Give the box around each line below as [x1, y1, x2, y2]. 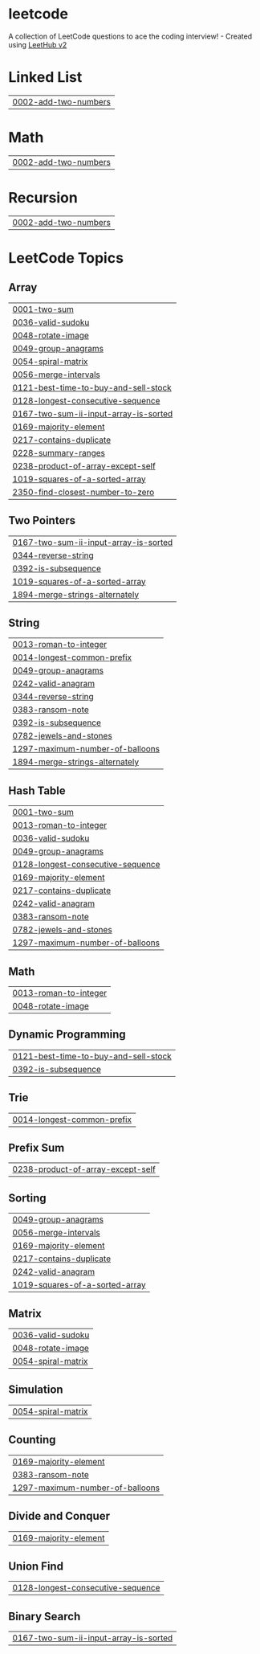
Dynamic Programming [8, 1028, 126, 1042]
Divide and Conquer [8, 1509, 111, 1523]
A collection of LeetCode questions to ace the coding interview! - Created [8, 31, 253, 41]
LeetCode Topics [8, 248, 124, 267]
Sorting [8, 1191, 47, 1205]
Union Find [8, 1559, 64, 1573]
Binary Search [8, 1609, 81, 1623]
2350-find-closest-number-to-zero [12, 486, 155, 497]
